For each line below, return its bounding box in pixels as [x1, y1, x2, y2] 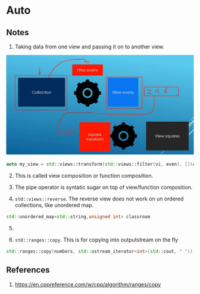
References [6, 265, 50, 275]
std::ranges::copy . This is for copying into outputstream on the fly [14, 236, 179, 243]
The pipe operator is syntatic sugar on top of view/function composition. [14, 184, 193, 191]
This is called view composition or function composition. [14, 172, 154, 180]
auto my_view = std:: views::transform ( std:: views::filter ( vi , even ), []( [6, 162, 193, 168]
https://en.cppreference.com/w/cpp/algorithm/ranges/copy [14, 281, 161, 288]
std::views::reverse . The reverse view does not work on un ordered [14, 195, 184, 203]
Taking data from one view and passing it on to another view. [14, 43, 165, 50]
